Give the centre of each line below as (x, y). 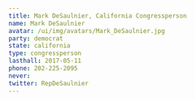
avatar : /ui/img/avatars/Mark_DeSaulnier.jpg (87, 31)
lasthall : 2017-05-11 (45, 61)
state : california (39, 46)
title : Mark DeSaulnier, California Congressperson (97, 16)
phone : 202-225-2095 (43, 69)
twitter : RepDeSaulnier (49, 83)
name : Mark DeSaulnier (47, 23)
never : (19, 76)
